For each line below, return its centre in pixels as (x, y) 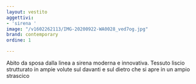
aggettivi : (20, 18)
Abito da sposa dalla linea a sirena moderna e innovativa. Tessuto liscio (96, 63)
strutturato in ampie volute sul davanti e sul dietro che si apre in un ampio (98, 69)
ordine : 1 (19, 40)
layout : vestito (27, 12)
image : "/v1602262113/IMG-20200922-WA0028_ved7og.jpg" (77, 29)
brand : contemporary (33, 35)
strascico (18, 76)
